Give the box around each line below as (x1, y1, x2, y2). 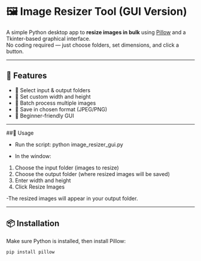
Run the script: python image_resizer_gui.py (14, 141, 124, 148)
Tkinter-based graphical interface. (6, 35, 91, 42)
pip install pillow (6, 249, 55, 255)
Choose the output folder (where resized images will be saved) (14, 170, 170, 177)
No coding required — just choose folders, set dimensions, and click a (6, 41, 179, 48)
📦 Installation (6, 218, 60, 229)
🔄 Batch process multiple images (14, 99, 96, 107)
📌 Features (6, 71, 47, 81)
